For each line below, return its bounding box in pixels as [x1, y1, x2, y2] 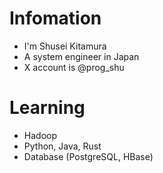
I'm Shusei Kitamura [23, 40, 107, 52]
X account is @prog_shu [23, 61, 125, 73]
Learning [9, 97, 86, 119]
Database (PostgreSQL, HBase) [23, 150, 154, 162]
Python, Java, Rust [23, 140, 102, 152]
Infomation [9, 7, 102, 30]
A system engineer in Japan [23, 50, 140, 62]
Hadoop [23, 129, 57, 141]
